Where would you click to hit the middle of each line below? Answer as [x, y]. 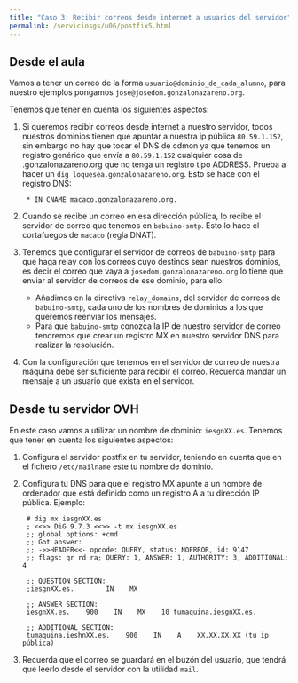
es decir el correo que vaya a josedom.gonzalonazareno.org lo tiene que [153, 271]
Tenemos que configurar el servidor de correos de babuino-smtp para [149, 252]
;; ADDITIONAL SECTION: [70, 628]
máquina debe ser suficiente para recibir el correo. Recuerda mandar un [154, 372]
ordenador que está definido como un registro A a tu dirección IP [141, 493]
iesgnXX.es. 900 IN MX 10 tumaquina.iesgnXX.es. [141, 612]
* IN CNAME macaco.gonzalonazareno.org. [102, 200]
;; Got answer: [54, 543]
